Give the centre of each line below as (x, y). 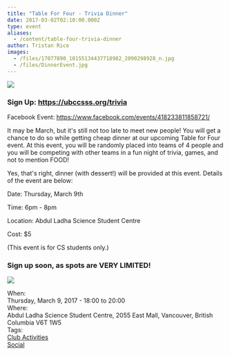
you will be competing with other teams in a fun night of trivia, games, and (113, 152)
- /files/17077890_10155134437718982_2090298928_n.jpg (94, 59)
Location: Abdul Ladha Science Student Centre (74, 220)
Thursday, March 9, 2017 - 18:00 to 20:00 (66, 300)
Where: (18, 308)
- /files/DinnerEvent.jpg (51, 65)
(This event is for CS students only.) (58, 247)
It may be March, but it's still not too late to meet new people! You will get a (114, 130)
